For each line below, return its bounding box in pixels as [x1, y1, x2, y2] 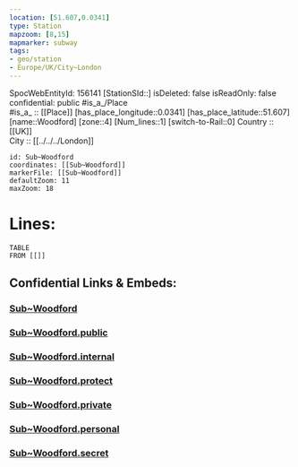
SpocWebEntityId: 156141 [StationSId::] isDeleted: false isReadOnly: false [9, 87, 277, 99]
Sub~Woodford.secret [9, 446, 109, 459]
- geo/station [9, 55, 63, 64]
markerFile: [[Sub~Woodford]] [9, 168, 123, 177]
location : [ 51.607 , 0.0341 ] [9, 13, 110, 22]
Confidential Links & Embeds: [9, 275, 177, 291]
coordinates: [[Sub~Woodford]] [9, 160, 126, 169]
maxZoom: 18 [9, 184, 54, 193]
